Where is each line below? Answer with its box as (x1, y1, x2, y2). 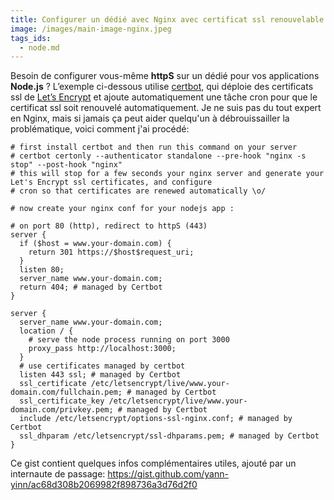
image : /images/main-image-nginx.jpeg (10, 24, 172, 34)
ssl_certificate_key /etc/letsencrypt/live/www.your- (19, 396, 248, 406)
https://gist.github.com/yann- (107, 468, 229, 480)
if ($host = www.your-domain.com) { (19, 239, 172, 249)
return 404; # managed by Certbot (19, 282, 163, 293)
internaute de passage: (10, 468, 106, 480)
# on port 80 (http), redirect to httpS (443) (10, 221, 208, 231)
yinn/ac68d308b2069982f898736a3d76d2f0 (10, 479, 198, 491)
